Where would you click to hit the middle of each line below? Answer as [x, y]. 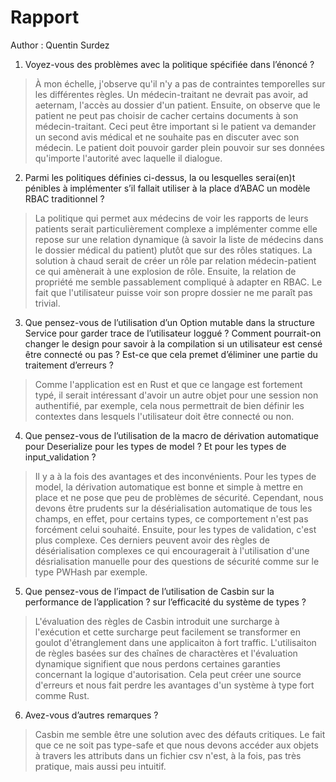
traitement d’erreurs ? [69, 365]
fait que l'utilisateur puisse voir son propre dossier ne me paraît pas [173, 292]
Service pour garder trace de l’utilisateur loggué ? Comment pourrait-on [173, 333]
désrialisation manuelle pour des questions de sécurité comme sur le [177, 561]
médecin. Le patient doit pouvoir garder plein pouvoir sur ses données [179, 147]
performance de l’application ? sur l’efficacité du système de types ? [165, 602]
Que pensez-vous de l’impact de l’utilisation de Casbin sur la [149, 591]
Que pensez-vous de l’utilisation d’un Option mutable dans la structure [169, 322]
